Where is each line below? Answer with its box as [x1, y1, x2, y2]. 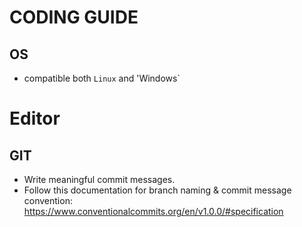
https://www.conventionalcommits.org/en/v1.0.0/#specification [23, 206, 284, 217]
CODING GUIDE [9, 6, 139, 29]
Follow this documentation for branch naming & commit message [23, 184, 292, 196]
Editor [9, 107, 61, 130]
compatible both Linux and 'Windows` [23, 72, 181, 84]
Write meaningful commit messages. [23, 174, 176, 185]
